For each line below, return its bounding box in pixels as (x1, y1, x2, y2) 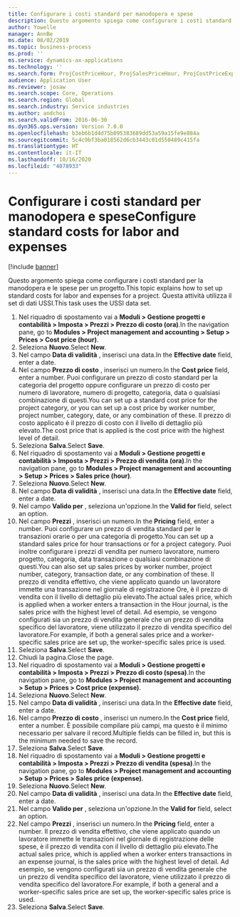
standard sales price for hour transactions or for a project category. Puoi (18, 539, 231, 548)
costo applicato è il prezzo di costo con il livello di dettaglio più (18, 418, 202, 427)
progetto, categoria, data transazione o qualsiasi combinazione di (18, 555, 211, 563)
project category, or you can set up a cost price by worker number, (18, 403, 216, 412)
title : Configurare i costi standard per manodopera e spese (8, 10, 194, 18)
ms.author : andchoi (8, 110, 66, 117)
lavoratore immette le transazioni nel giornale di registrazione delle (18, 834, 214, 843)
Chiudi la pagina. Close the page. (18, 653, 114, 661)
